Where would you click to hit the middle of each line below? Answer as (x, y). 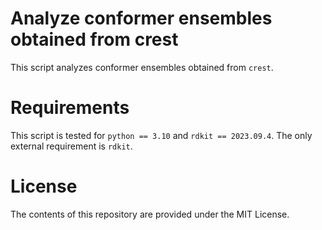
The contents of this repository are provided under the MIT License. (150, 214)
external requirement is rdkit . (71, 146)
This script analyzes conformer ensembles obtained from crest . (142, 67)
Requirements (70, 108)
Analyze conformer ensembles (141, 18)
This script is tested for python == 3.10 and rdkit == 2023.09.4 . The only (161, 135)
